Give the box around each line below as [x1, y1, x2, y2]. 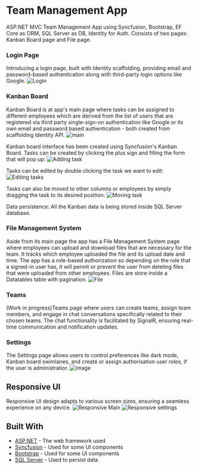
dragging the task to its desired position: [6, 191, 105, 198]
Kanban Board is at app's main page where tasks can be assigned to [6, 106, 175, 113]
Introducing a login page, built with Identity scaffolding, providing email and [6, 65, 192, 72]
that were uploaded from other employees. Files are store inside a [6, 269, 168, 277]
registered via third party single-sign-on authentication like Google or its [6, 118, 184, 125]
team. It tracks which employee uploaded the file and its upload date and [6, 250, 185, 258]
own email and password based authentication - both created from [6, 125, 170, 132]
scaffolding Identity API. [6, 131, 66, 138]
